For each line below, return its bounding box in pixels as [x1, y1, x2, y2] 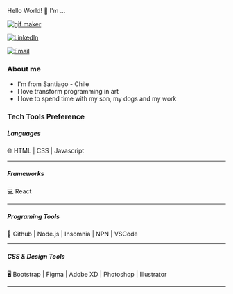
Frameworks [7, 169, 45, 178]
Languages [7, 129, 41, 137]
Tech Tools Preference [7, 112, 85, 121]
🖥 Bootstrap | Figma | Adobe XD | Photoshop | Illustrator [7, 270, 167, 279]
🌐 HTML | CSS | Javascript [7, 146, 85, 155]
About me [7, 64, 42, 73]
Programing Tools [7, 212, 60, 220]
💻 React [7, 187, 32, 196]
